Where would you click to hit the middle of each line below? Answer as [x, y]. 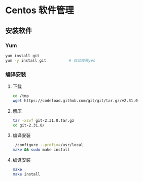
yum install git [22, 56]
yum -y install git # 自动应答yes [50, 60]
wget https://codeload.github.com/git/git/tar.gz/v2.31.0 [75, 101]
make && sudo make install [41, 150]
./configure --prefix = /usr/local [48, 145]
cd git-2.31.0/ [29, 125]
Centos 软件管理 [40, 10]
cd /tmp [21, 96]
